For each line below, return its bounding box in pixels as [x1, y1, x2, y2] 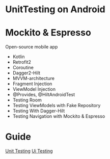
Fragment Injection [12, 81, 52, 87]
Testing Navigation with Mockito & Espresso [12, 113, 105, 119]
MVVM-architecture [12, 75, 55, 82]
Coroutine [12, 65, 34, 71]
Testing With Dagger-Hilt [12, 108, 65, 114]
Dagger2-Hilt [12, 70, 41, 76]
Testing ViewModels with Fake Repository [12, 102, 101, 109]
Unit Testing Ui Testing [5, 148, 53, 154]
